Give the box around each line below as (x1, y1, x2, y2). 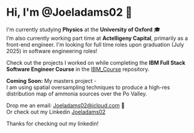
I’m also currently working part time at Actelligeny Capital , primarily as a (6, 34, 188, 42)
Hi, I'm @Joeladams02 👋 (6, 5, 133, 19)
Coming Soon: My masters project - (6, 77, 97, 84)
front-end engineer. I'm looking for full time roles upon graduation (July (6, 41, 184, 48)
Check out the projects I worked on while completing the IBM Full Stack (6, 59, 186, 66)
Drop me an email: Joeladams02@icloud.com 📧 (6, 102, 125, 109)
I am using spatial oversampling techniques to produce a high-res (6, 83, 170, 91)
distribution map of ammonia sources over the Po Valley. (6, 90, 147, 97)
